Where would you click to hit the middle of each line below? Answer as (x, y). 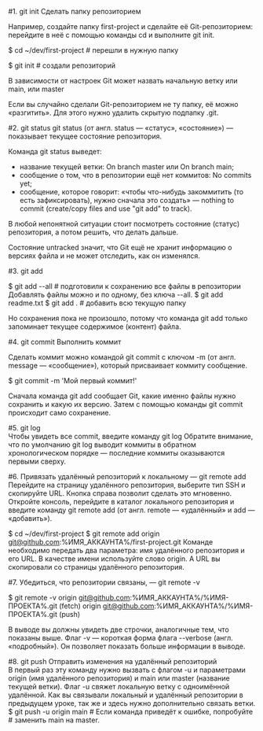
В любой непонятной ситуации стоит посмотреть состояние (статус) (124, 224)
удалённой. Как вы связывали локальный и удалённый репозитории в (126, 695)
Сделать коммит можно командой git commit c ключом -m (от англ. (122, 357)
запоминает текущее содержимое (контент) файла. (95, 327)
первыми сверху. (37, 461)
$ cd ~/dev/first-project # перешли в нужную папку (93, 50)
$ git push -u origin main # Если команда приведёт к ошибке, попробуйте (131, 712)
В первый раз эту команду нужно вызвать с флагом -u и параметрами (127, 670)
